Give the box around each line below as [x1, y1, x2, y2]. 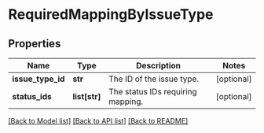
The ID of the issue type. [108, 73, 199, 84]
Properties [8, 37, 61, 50]
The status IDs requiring [108, 87, 198, 97]
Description [136, 61, 181, 71]
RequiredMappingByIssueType [8, 6, 214, 24]
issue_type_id [12, 73, 65, 84]
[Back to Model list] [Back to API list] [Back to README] [8, 116, 189, 125]
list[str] [72, 91, 101, 102]
